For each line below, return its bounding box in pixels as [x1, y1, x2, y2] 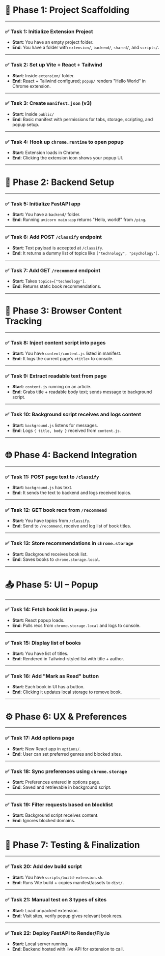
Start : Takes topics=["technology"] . [12, 278, 86, 284]
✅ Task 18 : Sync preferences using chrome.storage [5, 768, 127, 774]
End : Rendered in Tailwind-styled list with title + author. [12, 656, 124, 662]
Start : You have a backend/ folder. [12, 212, 81, 217]
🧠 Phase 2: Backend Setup [5, 177, 114, 188]
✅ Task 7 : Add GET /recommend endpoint [5, 267, 101, 274]
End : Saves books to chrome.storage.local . [12, 556, 101, 562]
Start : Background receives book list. [12, 551, 88, 557]
